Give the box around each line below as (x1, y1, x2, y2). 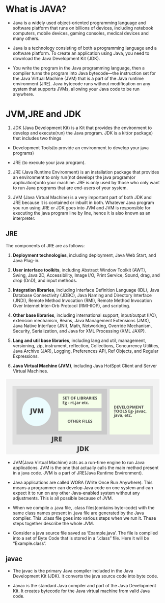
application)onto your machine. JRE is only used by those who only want (12, 179, 160, 185)
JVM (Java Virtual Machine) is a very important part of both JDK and (12, 194, 152, 200)
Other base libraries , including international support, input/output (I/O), (12, 312, 158, 318)
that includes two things (12, 135, 62, 141)
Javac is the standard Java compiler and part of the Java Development (12, 582, 156, 588)
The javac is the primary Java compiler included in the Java (12, 568, 134, 573)
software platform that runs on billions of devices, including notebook (12, 25, 154, 31)
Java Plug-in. (12, 257, 40, 263)
